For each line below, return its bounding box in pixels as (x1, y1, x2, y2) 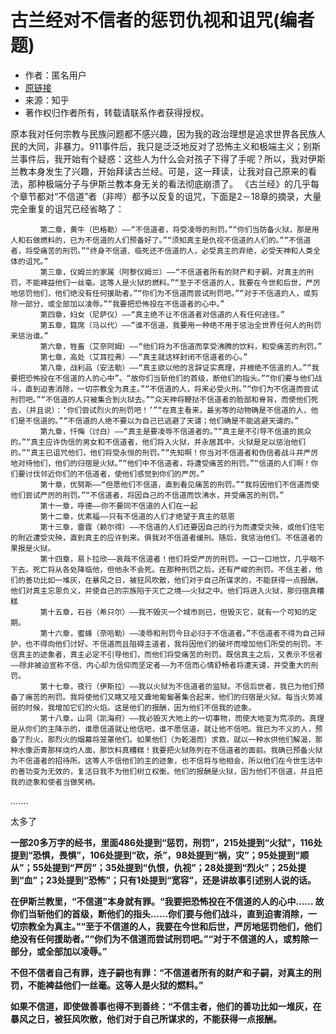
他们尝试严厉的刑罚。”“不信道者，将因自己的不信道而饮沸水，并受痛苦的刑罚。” (10, 490, 285, 500)
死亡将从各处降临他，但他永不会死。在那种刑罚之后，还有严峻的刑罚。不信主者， (32, 564, 316, 575)
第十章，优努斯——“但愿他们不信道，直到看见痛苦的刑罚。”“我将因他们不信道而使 (39, 479, 320, 490)
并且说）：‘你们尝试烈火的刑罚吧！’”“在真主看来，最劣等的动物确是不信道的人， (28, 405, 312, 415)
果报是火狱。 (10, 543, 56, 553)
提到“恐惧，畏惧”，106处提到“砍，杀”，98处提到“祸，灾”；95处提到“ (10, 849, 301, 861)
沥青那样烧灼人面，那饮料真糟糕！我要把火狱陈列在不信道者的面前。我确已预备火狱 (32, 745, 323, 755)
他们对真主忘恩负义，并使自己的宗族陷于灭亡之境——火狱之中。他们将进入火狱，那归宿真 (10, 586, 317, 596)
